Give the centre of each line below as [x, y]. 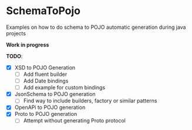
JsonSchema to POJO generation [55, 94]
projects [16, 33]
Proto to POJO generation [46, 114]
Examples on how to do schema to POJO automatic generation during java [96, 27]
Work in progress [28, 45]
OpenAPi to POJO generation [50, 108]
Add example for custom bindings [64, 88]
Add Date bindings [46, 81]
